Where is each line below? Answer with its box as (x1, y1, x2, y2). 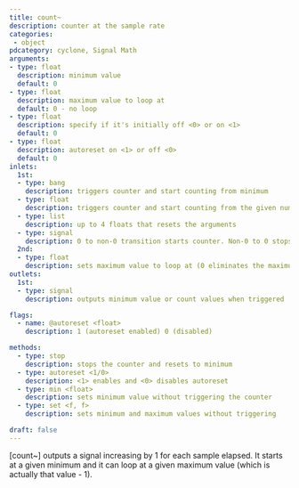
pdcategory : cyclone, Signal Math (9, 46, 138, 55)
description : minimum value (17, 71, 122, 80)
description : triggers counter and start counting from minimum (25, 187, 269, 196)
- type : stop (17, 352, 66, 361)
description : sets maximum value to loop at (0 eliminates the (25, 262, 265, 271)
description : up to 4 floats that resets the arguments (25, 220, 238, 229)
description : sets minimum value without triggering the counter (25, 393, 273, 402)
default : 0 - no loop (17, 104, 98, 113)
